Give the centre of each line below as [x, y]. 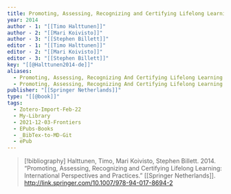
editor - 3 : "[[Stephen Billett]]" [58, 58]
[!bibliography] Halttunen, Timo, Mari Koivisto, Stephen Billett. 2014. [120, 161]
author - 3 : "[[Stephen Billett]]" [58, 39]
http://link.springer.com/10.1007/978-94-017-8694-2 [98, 183]
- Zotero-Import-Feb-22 [47, 109]
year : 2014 [23, 20]
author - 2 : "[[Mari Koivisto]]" [55, 33]
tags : [15, 103]
